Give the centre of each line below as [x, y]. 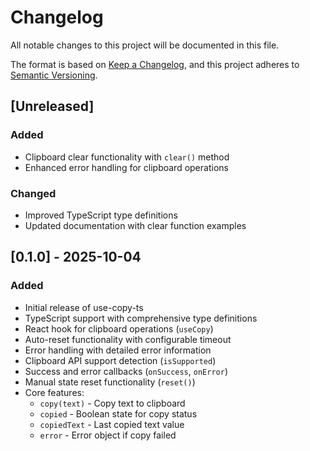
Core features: [54, 392]
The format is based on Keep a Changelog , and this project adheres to [155, 64]
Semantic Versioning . [54, 75]
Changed [33, 193]
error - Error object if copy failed [108, 435]
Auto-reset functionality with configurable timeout [128, 339]
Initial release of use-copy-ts [84, 307]
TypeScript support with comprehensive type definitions [141, 318]
